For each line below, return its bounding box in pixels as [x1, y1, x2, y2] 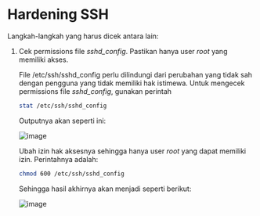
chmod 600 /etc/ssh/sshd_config [18, 170, 125, 178]
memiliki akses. [18, 55, 69, 64]
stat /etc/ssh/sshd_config [18, 102, 107, 110]
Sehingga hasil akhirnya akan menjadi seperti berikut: [18, 184, 192, 193]
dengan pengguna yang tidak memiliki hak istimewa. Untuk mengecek [18, 78, 245, 88]
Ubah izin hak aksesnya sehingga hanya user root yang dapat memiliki [18, 146, 247, 156]
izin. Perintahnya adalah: [18, 154, 99, 164]
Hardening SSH [7, 5, 109, 23]
